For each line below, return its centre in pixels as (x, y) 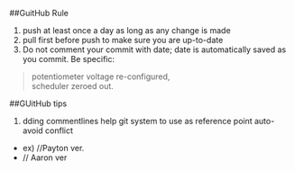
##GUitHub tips (38, 103)
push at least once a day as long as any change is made (127, 30)
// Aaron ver (45, 157)
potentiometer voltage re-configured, (101, 76)
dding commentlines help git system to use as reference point (137, 121)
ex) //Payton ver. (53, 148)
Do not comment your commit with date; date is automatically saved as (154, 49)
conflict (59, 130)
